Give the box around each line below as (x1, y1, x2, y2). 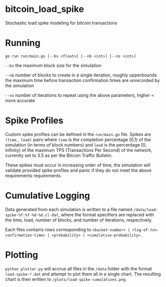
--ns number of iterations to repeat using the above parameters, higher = (5, 92, 155, 98)
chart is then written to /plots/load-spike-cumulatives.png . (5, 276, 127, 282)
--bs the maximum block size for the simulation (5, 62, 102, 68)
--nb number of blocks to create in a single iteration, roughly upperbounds (5, 72, 157, 78)
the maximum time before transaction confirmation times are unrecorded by (5, 77, 160, 83)
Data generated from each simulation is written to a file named (5, 206, 133, 212)
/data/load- (133, 207, 159, 212)
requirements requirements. (5, 172, 62, 178)
